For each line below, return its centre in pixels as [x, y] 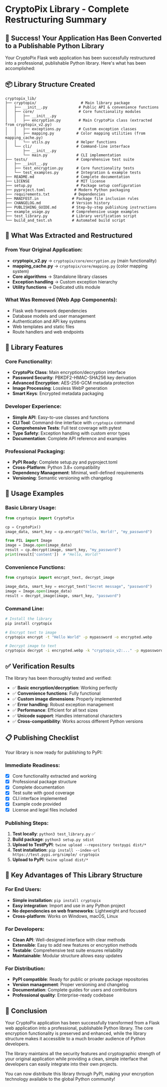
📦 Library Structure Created [50, 85]
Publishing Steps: [27, 823]
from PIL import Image [29, 541]
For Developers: [25, 929]
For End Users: [23, 890]
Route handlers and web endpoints [48, 332]
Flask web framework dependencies [50, 311]
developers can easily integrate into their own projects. [61, 1064]
